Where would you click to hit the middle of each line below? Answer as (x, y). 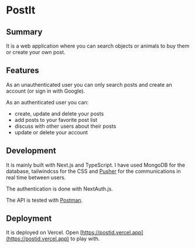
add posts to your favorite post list (56, 120)
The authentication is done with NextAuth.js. (59, 189)
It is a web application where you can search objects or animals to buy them (98, 46)
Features (23, 71)
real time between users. (36, 177)
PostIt (21, 10)
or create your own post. (36, 52)
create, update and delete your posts (59, 113)
